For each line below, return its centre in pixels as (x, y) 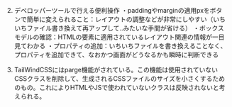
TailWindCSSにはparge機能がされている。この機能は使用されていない (116, 70)
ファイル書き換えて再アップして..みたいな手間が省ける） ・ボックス (126, 28)
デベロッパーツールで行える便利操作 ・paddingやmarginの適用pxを (112, 10)
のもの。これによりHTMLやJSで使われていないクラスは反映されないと (117, 88)
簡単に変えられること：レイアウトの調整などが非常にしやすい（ (120, 19)
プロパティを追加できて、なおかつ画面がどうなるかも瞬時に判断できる (116, 55)
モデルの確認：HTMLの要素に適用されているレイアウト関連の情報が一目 (119, 37)
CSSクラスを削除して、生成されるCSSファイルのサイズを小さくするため (120, 79)
